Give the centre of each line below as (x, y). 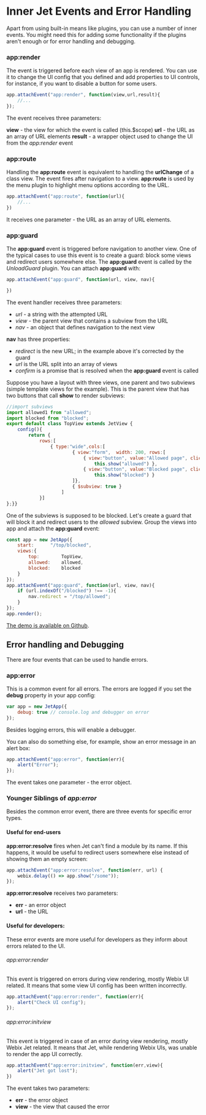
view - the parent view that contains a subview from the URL (92, 321)
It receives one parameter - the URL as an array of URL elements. (89, 220)
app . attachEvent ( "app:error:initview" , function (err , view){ (85, 1065)
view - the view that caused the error (62, 1107)
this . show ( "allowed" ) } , (126, 464)
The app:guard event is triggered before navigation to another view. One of (102, 249)
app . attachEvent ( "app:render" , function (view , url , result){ (83, 95)
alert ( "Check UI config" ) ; (52, 1002)
